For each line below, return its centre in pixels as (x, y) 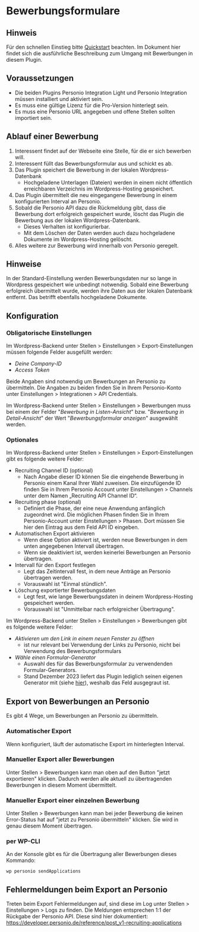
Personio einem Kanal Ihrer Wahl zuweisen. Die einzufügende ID (102, 483)
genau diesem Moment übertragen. (50, 826)
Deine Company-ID (38, 364)
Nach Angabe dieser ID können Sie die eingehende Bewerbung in (104, 477)
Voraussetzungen (40, 78)
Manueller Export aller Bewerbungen (60, 759)
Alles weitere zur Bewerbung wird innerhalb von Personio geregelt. (97, 245)
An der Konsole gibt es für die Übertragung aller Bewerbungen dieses (91, 854)
